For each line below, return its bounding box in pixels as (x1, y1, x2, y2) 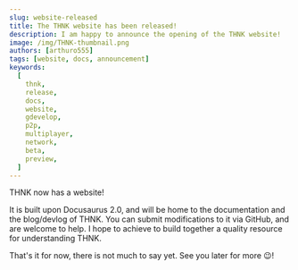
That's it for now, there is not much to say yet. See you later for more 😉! (9, 250, 275, 261)
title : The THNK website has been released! (9, 21, 178, 30)
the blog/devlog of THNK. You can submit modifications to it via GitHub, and (9, 214, 290, 224)
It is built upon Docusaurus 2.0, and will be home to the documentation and (9, 205, 286, 215)
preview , (25, 154, 58, 164)
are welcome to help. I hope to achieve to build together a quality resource (9, 224, 283, 234)
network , (25, 138, 58, 147)
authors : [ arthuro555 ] (9, 46, 94, 55)
